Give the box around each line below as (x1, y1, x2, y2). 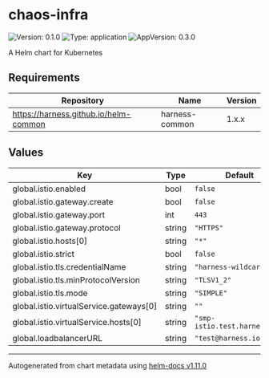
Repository (61, 95, 104, 106)
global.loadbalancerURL (12, 332, 102, 343)
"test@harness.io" (194, 333, 265, 343)
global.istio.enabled (12, 183, 86, 194)
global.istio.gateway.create (12, 196, 114, 207)
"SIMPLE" (194, 288, 228, 298)
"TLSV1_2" (194, 275, 232, 284)
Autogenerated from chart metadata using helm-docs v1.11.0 (8, 360, 207, 370)
